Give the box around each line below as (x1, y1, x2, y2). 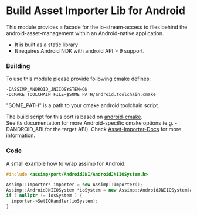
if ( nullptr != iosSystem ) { (6, 193, 83, 199)
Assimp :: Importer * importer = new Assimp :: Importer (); (6, 182, 143, 188)
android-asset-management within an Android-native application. (6, 29, 164, 36)
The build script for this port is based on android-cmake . (6, 113, 142, 121)
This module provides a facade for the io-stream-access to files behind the (6, 23, 188, 30)
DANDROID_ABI (6, 126, 44, 133)
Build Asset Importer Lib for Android (6, 4, 186, 18)
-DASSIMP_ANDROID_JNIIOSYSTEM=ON (6, 87, 88, 93)
